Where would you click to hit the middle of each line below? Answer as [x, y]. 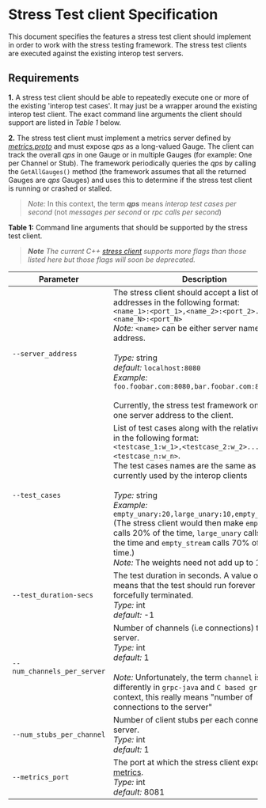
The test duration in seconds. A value [182, 575]
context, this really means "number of [183, 696]
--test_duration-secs [53, 595]
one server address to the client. [173, 415]
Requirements [44, 78]
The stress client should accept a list [181, 292]
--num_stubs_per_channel [59, 734]
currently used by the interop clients [180, 475]
